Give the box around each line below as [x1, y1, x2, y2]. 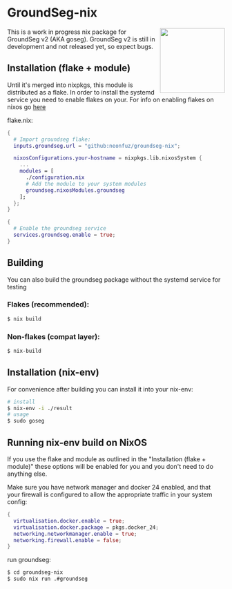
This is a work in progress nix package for [7, 28, 126, 36]
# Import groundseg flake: [13, 136, 91, 143]
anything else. [7, 470, 48, 478]
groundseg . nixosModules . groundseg [25, 186, 126, 194]
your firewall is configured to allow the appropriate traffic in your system [7, 490, 213, 499]
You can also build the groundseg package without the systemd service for [7, 275, 221, 284]
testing [7, 282, 27, 291]
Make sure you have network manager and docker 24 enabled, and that [7, 483, 211, 492]
